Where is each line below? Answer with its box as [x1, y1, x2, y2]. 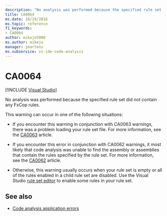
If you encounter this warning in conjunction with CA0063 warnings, [12, 121, 153, 127]
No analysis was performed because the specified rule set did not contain [5, 97, 157, 103]
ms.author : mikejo [5, 40, 43, 45]
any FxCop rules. [5, 102, 40, 108]
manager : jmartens [5, 44, 43, 49]
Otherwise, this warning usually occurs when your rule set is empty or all [12, 167, 163, 173]
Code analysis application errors [12, 206, 79, 212]
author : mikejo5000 [5, 35, 46, 40]
